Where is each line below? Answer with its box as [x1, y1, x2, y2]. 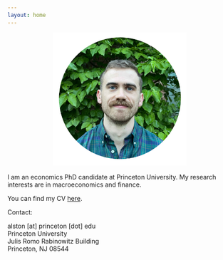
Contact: [7, 208, 33, 217]
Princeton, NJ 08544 [7, 244, 69, 253]
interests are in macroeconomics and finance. [7, 180, 142, 189]
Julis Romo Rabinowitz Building [7, 237, 100, 246]
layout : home [7, 11, 46, 19]
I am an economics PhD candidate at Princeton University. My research [7, 173, 217, 182]
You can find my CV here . [7, 194, 83, 203]
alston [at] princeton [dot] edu [7, 222, 96, 231]
